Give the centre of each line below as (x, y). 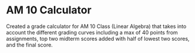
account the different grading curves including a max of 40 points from (92, 32)
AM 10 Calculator (49, 10)
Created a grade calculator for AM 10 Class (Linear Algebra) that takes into (96, 26)
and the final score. (29, 45)
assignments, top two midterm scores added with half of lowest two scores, (98, 38)
